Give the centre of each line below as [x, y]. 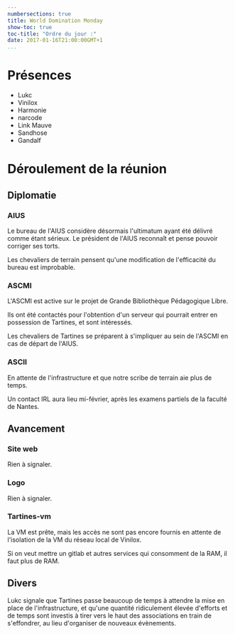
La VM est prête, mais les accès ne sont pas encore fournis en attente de [114, 532]
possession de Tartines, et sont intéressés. [70, 322]
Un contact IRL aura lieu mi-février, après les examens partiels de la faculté [117, 399]
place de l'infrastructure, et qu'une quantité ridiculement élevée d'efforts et [117, 608]
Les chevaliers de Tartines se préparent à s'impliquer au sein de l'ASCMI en [118, 336]
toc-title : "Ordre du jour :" [52, 34]
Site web [23, 449]
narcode [30, 118]
